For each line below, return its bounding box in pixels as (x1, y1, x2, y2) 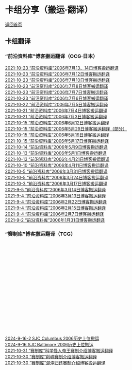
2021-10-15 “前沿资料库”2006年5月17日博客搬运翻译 (5, 138, 109, 144)
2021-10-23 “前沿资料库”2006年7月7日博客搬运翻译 (5, 89, 108, 95)
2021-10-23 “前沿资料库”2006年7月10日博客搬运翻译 (5, 77, 110, 83)
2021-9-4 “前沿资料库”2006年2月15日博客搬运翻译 (5, 205, 106, 211)
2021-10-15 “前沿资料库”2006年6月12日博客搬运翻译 (5, 120, 110, 126)
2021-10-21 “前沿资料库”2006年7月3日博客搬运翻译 (5, 113, 108, 119)
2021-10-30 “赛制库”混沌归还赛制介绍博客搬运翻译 (5, 360, 106, 366)
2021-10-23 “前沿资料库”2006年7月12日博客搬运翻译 (5, 71, 110, 77)
